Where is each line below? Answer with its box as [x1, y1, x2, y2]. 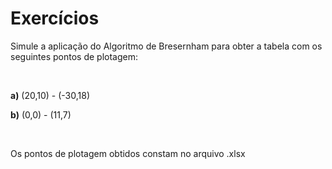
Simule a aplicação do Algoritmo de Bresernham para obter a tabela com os [10, 40, 323, 52]
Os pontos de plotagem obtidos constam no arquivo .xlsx [10, 147, 246, 159]
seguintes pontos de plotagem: [10, 50, 138, 62]
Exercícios [10, 7, 100, 30]
